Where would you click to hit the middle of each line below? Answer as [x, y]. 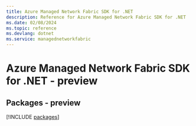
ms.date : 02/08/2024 [32, 22]
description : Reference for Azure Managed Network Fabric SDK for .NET [96, 17]
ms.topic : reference [32, 28]
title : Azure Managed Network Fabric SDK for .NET [70, 12]
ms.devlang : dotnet [30, 34]
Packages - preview [43, 103]
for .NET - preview [52, 81]
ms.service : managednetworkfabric [49, 39]
